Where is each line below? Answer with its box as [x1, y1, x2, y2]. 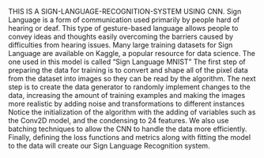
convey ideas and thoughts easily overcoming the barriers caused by [8, 32, 234, 41]
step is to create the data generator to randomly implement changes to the [8, 82, 251, 92]
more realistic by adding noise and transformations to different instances [8, 99, 245, 108]
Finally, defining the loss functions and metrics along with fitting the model [8, 133, 251, 141]
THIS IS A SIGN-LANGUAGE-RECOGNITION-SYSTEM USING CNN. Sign [8, 7, 242, 16]
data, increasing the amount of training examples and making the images [8, 91, 246, 100]
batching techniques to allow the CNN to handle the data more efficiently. [8, 124, 247, 134]
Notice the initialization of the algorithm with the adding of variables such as [8, 107, 256, 117]
